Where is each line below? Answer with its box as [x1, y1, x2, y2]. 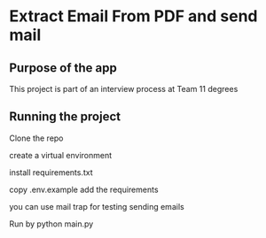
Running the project [9, 109, 121, 125]
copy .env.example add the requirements [9, 184, 159, 195]
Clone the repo [9, 133, 64, 143]
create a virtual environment [9, 150, 113, 160]
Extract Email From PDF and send [9, 6, 258, 27]
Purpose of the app [9, 60, 117, 75]
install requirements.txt [9, 166, 93, 178]
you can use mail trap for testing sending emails [9, 201, 184, 211]
